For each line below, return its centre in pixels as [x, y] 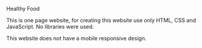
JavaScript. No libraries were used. [50, 27]
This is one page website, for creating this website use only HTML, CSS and [101, 20]
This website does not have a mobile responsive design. [76, 38]
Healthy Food [23, 9]
